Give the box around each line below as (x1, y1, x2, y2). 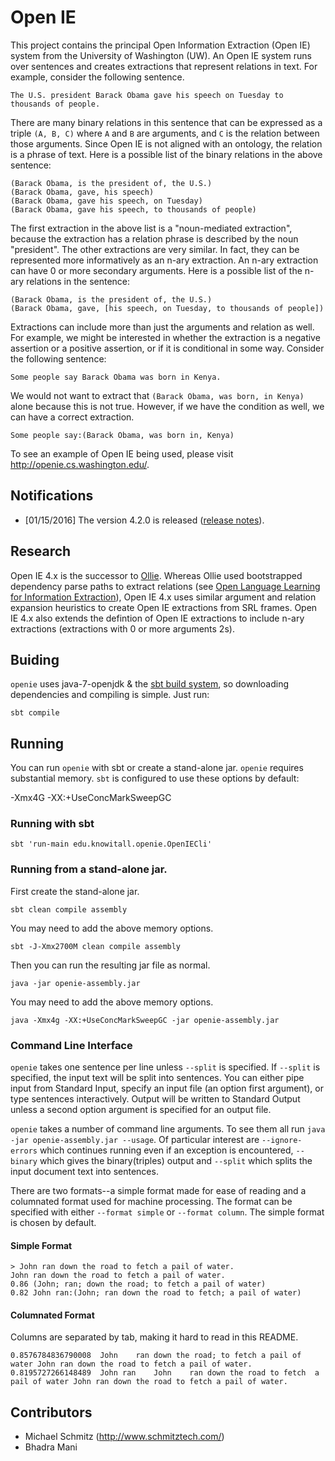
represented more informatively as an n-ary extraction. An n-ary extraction (10, 254, 319, 266)
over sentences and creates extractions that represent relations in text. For (10, 60, 318, 72)
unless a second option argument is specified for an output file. (10, 1104, 272, 1116)
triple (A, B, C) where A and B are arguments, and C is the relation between (10, 127, 320, 139)
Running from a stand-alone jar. (10, 862, 168, 876)
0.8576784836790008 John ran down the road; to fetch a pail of (10, 1351, 302, 1361)
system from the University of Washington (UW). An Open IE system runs (10, 49, 312, 61)
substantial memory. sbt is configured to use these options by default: (10, 772, 300, 785)
